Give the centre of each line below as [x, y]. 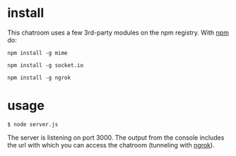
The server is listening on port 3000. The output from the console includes [116, 137]
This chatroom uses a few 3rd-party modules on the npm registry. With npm [118, 32]
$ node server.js [33, 124]
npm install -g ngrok [39, 78]
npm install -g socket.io [45, 65]
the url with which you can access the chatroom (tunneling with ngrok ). [111, 145]
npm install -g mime [38, 53]
